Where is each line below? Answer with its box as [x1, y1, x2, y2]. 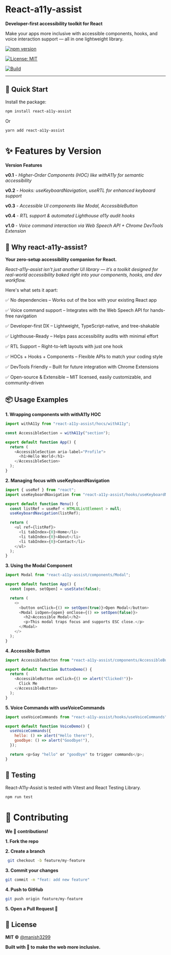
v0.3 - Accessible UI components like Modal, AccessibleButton [5, 203, 138, 209]
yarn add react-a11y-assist [5, 128, 65, 133]
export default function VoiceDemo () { [5, 723, 90, 729]
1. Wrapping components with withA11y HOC [5, 412, 101, 418]
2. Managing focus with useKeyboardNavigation [5, 477, 110, 484]
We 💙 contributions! [5, 828, 48, 834]
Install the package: [5, 99, 47, 105]
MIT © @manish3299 [5, 934, 51, 940]
